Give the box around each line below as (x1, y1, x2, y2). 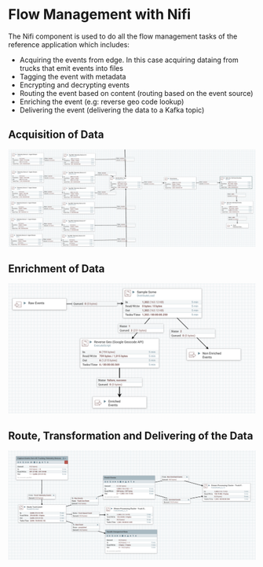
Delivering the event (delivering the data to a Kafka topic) (19, 105, 205, 115)
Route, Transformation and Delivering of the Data (8, 429, 254, 442)
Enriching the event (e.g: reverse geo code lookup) (19, 97, 184, 106)
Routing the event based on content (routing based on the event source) (19, 88, 254, 98)
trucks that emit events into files (19, 63, 124, 72)
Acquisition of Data (8, 128, 104, 142)
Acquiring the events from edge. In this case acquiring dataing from (19, 55, 239, 64)
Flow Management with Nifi (8, 6, 191, 24)
